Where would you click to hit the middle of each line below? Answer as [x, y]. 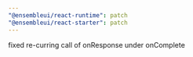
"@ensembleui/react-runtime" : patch [68, 15]
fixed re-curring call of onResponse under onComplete [97, 45]
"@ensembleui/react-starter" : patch [68, 23]
